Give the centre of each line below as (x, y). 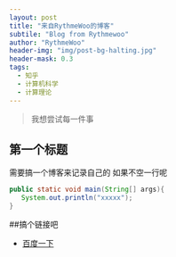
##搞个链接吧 (34, 224)
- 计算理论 (35, 92)
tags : (19, 68)
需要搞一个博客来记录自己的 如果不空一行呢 (88, 173)
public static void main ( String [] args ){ (87, 190)
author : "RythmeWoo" (48, 42)
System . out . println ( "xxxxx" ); (77, 198)
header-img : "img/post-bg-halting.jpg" (83, 51)
